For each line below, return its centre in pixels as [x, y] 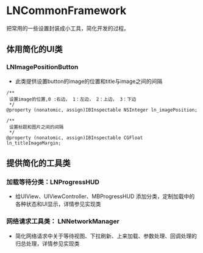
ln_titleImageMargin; [34, 143]
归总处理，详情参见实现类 [47, 243]
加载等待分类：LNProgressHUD [53, 182]
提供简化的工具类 [38, 163]
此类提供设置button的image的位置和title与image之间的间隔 [89, 81]
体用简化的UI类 [34, 49]
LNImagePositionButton [42, 67]
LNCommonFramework [66, 11]
